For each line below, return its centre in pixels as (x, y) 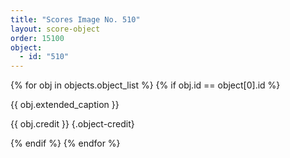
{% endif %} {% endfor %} (65, 143)
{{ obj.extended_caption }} (65, 105)
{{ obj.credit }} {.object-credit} (72, 124)
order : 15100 (37, 38)
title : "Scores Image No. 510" (75, 19)
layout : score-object (55, 29)
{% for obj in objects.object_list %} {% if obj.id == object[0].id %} (145, 85)
